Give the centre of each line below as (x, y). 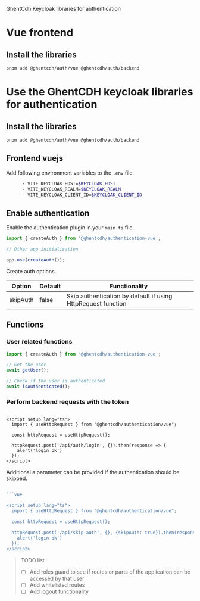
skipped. (17, 478)
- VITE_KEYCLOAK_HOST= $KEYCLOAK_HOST (69, 183)
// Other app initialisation (42, 250)
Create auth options (30, 271)
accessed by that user (57, 579)
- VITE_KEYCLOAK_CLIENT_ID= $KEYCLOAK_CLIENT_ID (82, 195)
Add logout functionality (59, 591)
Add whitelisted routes (57, 585)
